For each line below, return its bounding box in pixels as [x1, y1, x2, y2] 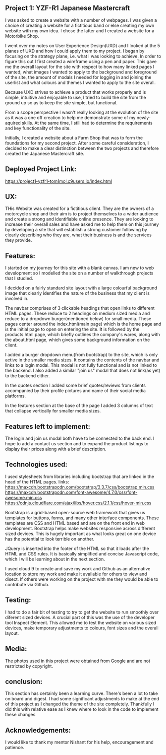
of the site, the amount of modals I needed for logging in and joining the [5, 74, 152, 80]
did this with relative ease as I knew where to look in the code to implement [5, 706, 159, 712]
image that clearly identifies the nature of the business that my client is [5, 290, 150, 296]
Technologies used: [5, 460, 68, 469]
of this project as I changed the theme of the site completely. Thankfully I [5, 701, 155, 707]
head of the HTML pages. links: [5, 479, 69, 484]
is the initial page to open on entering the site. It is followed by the [5, 326, 140, 332]
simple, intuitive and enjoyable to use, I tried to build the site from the [5, 94, 146, 100]
